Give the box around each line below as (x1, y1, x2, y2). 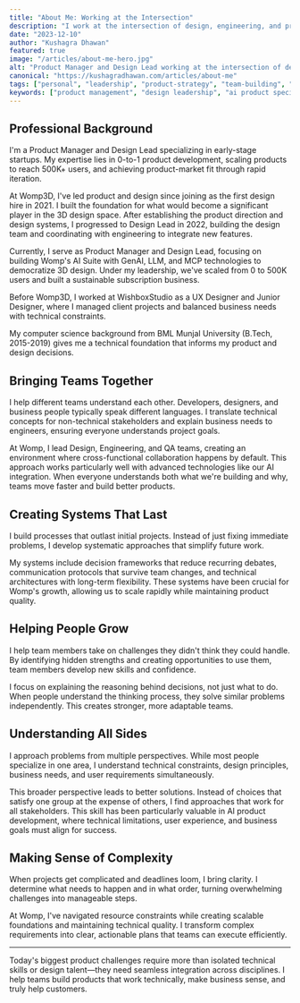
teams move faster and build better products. (9, 480, 176, 492)
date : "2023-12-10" (9, 30, 82, 38)
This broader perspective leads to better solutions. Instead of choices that (9, 786, 282, 797)
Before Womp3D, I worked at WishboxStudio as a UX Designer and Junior (9, 292, 280, 302)
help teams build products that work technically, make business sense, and (9, 974, 286, 985)
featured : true (9, 47, 66, 55)
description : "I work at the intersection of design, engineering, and (9, 21, 281, 30)
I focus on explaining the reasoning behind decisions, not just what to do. (9, 681, 279, 692)
